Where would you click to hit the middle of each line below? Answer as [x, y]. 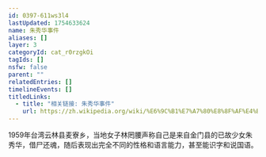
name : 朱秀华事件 [34, 30]
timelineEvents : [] [40, 89]
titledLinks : [30, 97]
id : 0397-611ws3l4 [38, 15]
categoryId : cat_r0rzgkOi [51, 52]
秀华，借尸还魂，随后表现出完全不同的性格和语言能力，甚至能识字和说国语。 [133, 145]
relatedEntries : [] [40, 82]
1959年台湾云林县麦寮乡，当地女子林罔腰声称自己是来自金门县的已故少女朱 [131, 135]
